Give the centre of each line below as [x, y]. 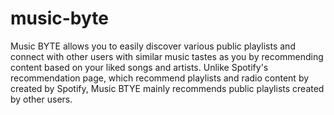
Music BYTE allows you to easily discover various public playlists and [153, 46]
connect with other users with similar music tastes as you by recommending [167, 56]
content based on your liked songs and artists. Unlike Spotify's [139, 67]
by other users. [41, 99]
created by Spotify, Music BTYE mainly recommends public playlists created [167, 88]
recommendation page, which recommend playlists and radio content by [160, 78]
